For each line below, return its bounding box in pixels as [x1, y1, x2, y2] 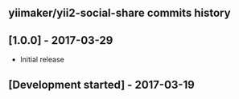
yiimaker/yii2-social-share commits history [8, 6, 231, 20]
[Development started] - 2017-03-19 [8, 77, 195, 91]
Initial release [19, 55, 64, 65]
